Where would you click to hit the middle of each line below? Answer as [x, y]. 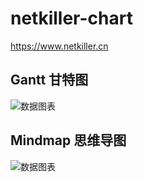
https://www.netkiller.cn [59, 46]
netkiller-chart [71, 18]
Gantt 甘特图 [49, 80]
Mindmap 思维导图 [68, 140]
